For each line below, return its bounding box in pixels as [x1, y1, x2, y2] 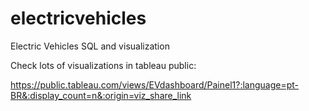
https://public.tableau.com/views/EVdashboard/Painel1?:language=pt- [10, 78, 300, 91]
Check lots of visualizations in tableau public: [10, 59, 197, 71]
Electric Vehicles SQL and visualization [10, 40, 170, 52]
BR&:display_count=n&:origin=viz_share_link [10, 89, 192, 101]
